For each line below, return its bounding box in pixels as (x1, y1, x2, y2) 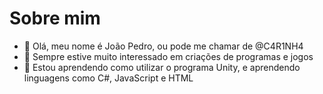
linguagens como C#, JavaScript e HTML (23, 72, 194, 84)
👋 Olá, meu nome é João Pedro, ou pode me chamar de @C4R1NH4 (23, 40, 304, 52)
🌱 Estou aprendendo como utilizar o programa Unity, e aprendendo (23, 61, 301, 73)
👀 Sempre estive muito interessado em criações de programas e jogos (23, 50, 314, 62)
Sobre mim (9, 7, 101, 30)
